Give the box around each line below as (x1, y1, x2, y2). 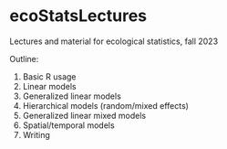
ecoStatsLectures (9, 5, 148, 27)
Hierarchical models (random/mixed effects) (22, 100, 190, 111)
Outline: (9, 53, 39, 64)
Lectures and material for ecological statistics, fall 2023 (9, 36, 219, 47)
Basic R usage (22, 70, 77, 82)
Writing (22, 129, 50, 140)
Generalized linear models (22, 90, 121, 101)
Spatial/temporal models (22, 120, 116, 131)
